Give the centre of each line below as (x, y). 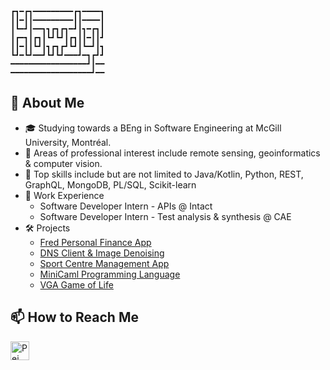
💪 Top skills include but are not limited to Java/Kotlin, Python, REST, (164, 174)
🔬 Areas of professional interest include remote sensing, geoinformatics (172, 153)
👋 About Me (47, 103)
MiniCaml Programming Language (110, 274)
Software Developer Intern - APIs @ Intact (126, 206)
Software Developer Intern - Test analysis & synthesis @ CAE (165, 216)
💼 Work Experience (64, 195)
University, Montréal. (68, 142)
